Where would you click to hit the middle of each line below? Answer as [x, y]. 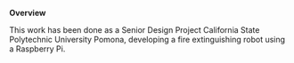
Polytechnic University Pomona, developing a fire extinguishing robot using [147, 39]
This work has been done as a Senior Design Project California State [135, 30]
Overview [28, 13]
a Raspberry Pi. [37, 49]
